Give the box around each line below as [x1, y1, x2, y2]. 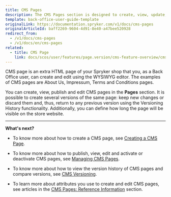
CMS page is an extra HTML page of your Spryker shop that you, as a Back [5, 69, 163, 75]
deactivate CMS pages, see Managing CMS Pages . [12, 156, 120, 162]
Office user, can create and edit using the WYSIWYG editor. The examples [5, 74, 161, 80]
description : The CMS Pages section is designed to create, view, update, [5, 12, 167, 17]
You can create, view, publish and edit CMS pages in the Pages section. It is [5, 89, 165, 95]
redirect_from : [5, 31, 38, 36]
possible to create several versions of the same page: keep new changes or [5, 94, 164, 101]
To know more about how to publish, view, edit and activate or [12, 150, 143, 156]
